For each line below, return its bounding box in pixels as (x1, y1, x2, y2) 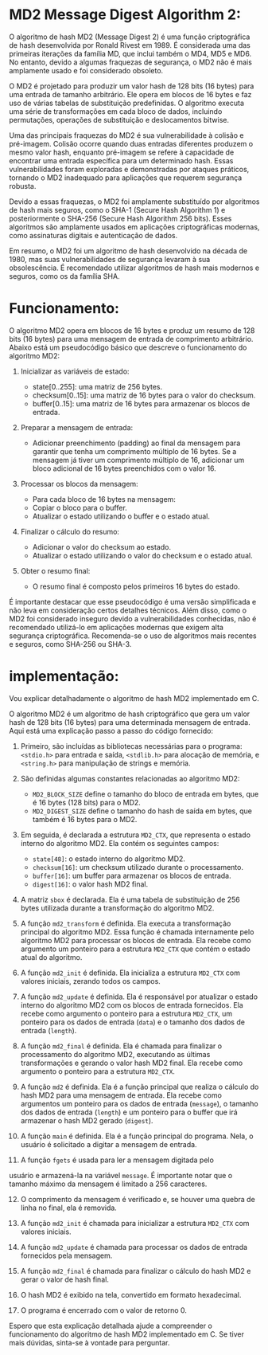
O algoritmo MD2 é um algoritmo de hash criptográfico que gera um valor (9, 709, 251, 719)
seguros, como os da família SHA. (9, 271, 120, 280)
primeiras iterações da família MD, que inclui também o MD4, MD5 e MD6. (9, 49, 252, 58)
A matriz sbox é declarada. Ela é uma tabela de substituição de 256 (20, 895, 241, 904)
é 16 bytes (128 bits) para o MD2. (32, 797, 142, 807)
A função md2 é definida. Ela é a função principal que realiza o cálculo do (20, 1082, 259, 1091)
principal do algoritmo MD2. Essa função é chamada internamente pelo (20, 926, 254, 937)
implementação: (9, 668, 119, 686)
